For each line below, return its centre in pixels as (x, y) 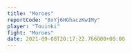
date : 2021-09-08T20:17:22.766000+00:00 (66, 39)
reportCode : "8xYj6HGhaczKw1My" (54, 20)
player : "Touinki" (34, 26)
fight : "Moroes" (30, 33)
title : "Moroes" (30, 13)
